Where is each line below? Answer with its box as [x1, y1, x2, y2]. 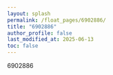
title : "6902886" [7, 23, 57, 30]
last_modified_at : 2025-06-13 [7, 36, 94, 43]
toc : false [7, 42, 39, 49]
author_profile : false [7, 29, 72, 37]
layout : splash [7, 10, 51, 17]
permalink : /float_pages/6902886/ [7, 17, 107, 24]
